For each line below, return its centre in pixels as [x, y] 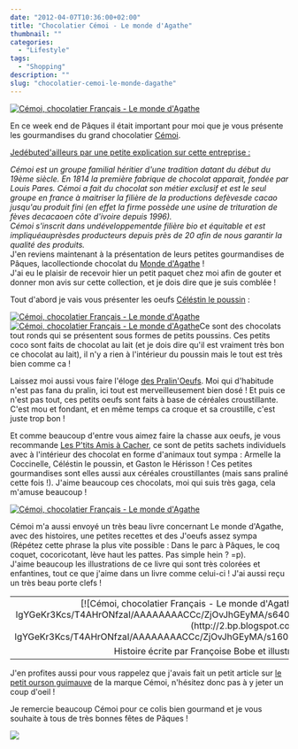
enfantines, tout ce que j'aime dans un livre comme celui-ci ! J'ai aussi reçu [148, 573]
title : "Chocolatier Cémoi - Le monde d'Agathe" [101, 26]
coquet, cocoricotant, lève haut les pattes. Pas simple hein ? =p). [128, 554]
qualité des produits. [47, 244]
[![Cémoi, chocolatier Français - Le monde [169, 603]
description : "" [40, 75]
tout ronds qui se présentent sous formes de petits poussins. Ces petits [140, 335]
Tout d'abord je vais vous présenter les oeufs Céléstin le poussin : [130, 299]
